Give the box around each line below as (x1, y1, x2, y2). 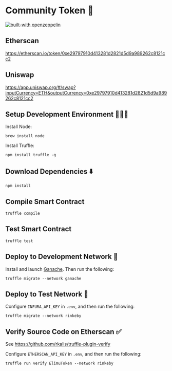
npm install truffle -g (5, 153, 56, 158)
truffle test (5, 238, 33, 244)
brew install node (5, 134, 45, 139)
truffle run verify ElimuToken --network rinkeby (5, 361, 114, 366)
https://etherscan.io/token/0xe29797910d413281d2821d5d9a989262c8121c (5, 50, 165, 56)
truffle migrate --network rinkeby (5, 313, 82, 319)
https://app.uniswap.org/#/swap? (5, 84, 76, 90)
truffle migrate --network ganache (5, 276, 82, 281)
